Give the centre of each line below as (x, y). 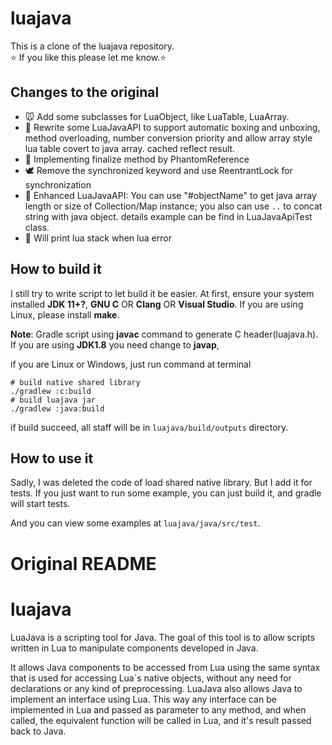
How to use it (52, 458)
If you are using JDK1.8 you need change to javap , (115, 344)
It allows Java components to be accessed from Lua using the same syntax (165, 667)
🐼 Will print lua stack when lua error (98, 238)
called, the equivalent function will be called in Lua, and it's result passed (161, 720)
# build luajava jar (53, 400)
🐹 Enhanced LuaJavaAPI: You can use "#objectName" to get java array (170, 195)
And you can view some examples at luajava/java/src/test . (135, 523)
